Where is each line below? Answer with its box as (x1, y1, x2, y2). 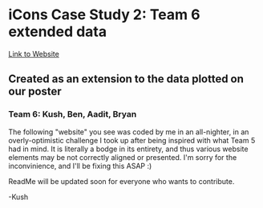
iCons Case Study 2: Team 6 (8, 6, 200, 24)
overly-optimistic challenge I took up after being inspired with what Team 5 (8, 135, 256, 145)
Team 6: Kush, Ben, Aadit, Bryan (8, 109, 137, 120)
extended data (8, 22, 107, 41)
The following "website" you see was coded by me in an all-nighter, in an (8, 126, 249, 137)
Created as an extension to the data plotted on (8, 72, 245, 86)
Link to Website (8, 49, 60, 58)
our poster (8, 85, 62, 98)
